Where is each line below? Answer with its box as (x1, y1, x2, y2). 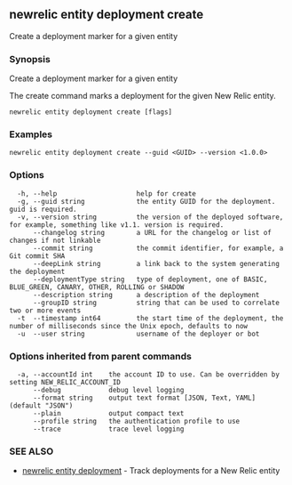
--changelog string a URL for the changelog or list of (32, 228, 272, 237)
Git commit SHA (9, 251, 66, 261)
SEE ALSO (9, 445, 54, 457)
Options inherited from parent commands (9, 350, 193, 362)
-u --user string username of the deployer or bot (17, 329, 260, 338)
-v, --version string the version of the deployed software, (17, 213, 284, 222)
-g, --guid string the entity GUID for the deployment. (17, 197, 276, 206)
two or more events (9, 306, 82, 315)
